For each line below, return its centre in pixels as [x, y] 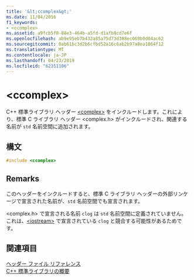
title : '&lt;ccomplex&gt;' [39, 11]
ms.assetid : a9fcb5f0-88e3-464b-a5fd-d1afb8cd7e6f [69, 33]
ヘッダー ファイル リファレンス [43, 264]
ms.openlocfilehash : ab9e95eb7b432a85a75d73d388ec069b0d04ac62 [85, 39]
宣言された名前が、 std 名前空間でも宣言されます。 [82, 201]
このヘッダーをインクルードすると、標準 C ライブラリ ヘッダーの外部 [90, 193]
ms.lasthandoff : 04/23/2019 [40, 60]
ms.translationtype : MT [35, 50]
